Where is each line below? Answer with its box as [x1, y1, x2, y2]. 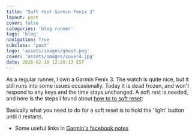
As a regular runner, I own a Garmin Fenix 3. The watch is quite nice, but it [6, 76, 189, 83]
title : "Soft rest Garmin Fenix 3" [6, 8, 95, 15]
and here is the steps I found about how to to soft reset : [6, 94, 144, 102]
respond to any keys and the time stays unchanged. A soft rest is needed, [6, 88, 188, 96]
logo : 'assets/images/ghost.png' [6, 48, 90, 54]
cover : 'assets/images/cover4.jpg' [6, 53, 95, 59]
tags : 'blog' [6, 31, 39, 37]
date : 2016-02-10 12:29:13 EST [6, 59, 85, 65]
